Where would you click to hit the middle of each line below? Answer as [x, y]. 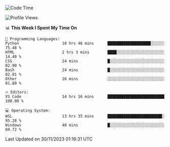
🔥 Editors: [17, 92]
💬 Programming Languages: [32, 39]
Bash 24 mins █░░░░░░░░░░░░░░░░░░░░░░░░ [85, 70]
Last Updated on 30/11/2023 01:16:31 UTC [49, 139]
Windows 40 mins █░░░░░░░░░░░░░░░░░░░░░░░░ [85, 125]
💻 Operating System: [28, 111]
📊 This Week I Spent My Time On [41, 28]
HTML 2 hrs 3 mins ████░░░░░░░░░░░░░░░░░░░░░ [85, 52]
